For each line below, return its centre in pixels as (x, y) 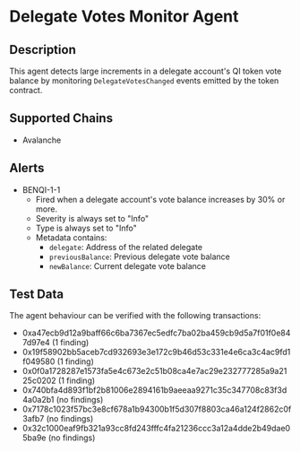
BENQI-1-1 (41, 189)
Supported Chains (61, 118)
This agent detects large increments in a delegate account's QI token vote (146, 71)
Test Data (37, 295)
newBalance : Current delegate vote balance (128, 265)
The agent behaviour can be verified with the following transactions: (135, 316)
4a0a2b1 (38, 400)
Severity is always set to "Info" (92, 218)
